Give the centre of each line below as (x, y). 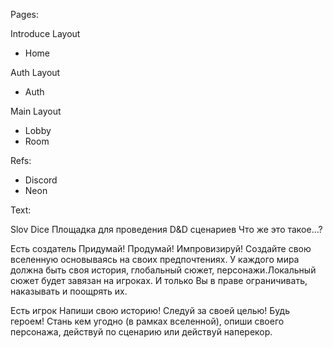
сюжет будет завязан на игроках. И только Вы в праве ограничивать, (159, 280)
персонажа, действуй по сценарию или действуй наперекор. (141, 332)
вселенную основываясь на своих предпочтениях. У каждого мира (155, 259)
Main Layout (36, 111)
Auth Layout (35, 72)
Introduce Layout (45, 33)
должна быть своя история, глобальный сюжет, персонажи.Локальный (163, 270)
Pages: (24, 14)
